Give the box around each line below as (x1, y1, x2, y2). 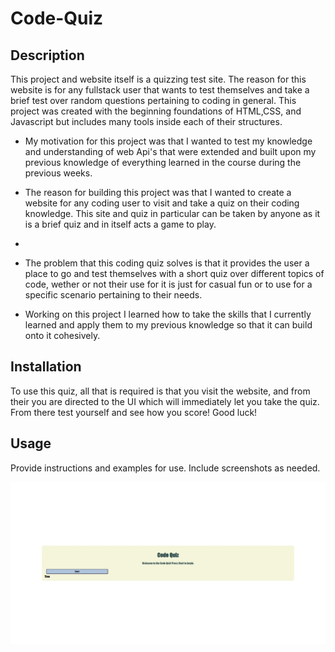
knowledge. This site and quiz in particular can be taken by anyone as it (24, 208, 321, 219)
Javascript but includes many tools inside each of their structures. (10, 116, 283, 127)
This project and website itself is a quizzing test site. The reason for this (10, 73, 307, 85)
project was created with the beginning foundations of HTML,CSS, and (10, 105, 302, 117)
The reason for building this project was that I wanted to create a (24, 187, 292, 198)
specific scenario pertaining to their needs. (24, 289, 203, 301)
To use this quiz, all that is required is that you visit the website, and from (10, 385, 311, 397)
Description (10, 47, 85, 64)
